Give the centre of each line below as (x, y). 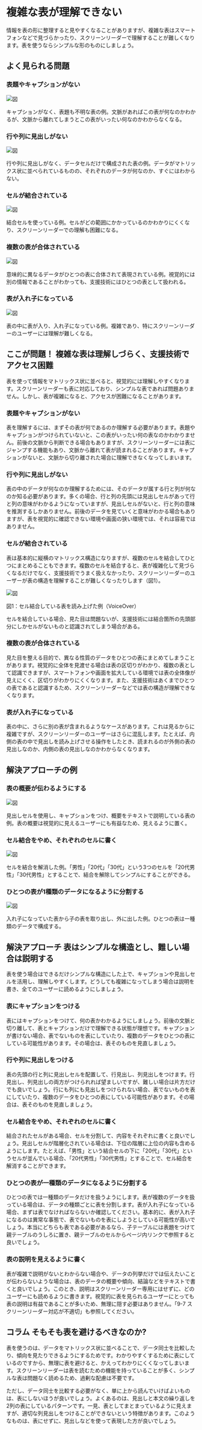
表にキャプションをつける (43, 1006)
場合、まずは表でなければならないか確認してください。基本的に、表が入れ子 (101, 1212)
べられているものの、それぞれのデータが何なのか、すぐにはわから (114, 171)
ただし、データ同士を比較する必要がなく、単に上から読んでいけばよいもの (98, 1390)
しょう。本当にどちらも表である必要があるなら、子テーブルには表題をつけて (101, 1227)
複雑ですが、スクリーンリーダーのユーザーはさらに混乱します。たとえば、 (98, 734)
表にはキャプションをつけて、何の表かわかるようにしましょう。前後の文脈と (101, 1020)
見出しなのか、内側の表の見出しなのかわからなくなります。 (80, 749)
